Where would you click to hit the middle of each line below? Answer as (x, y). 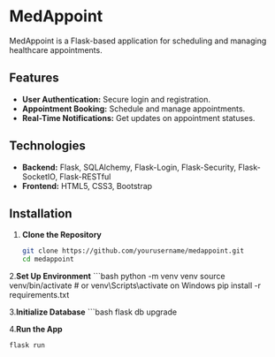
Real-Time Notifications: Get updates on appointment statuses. (138, 118)
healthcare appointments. (56, 49)
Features (34, 78)
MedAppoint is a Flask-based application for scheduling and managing (138, 41)
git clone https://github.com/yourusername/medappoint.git (133, 251)
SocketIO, (40, 176)
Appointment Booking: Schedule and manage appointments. (134, 109)
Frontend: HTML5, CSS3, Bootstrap (87, 186)
